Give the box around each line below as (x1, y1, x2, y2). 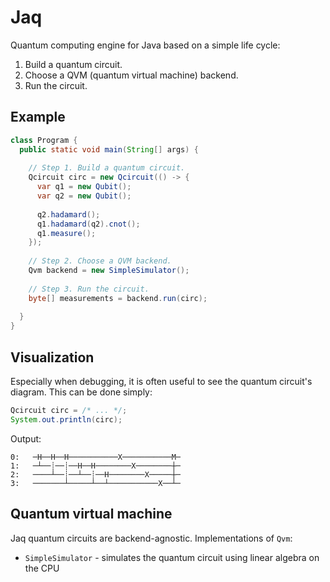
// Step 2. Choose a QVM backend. (28, 256, 172, 266)
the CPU (24, 562, 60, 574)
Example (10, 109, 66, 126)
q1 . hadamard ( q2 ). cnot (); (36, 219, 141, 229)
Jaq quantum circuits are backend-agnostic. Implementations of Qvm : (10, 532, 293, 544)
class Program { (10, 135, 78, 145)
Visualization (10, 349, 95, 366)
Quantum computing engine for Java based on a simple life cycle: (10, 39, 281, 51)
